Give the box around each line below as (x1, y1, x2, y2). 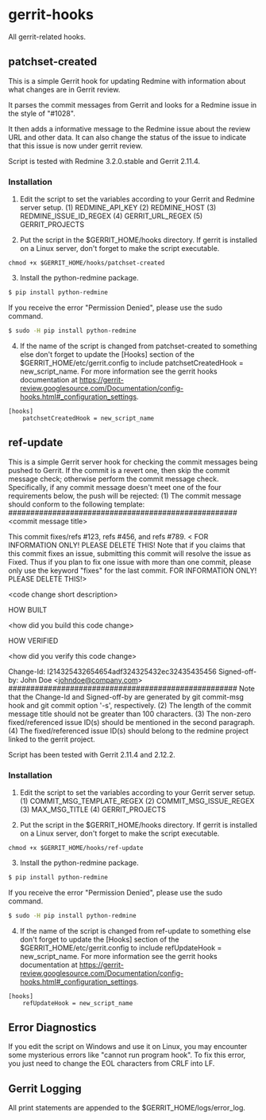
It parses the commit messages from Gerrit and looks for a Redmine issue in (8, 100, 257, 109)
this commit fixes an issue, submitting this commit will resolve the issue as (8, 548, 252, 558)
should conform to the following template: (8, 499, 145, 509)
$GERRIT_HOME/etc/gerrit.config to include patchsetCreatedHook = (19, 358, 244, 367)
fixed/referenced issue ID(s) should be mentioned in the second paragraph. (8, 717, 256, 726)
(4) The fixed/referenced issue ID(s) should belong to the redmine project (8, 726, 249, 735)
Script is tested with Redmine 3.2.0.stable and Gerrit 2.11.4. (8, 156, 201, 166)
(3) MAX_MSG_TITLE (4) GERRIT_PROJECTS (19, 805, 167, 814)
